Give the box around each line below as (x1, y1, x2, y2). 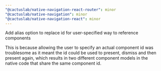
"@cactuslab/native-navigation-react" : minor (5, 16, 101, 21)
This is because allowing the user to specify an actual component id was (5, 45, 154, 51)
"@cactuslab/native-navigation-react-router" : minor (5, 7, 116, 12)
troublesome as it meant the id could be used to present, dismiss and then (5, 50, 157, 56)
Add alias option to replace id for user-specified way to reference (5, 30, 139, 36)
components (5, 35, 31, 41)
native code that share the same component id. (5, 60, 102, 67)
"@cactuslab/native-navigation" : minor (5, 12, 88, 17)
